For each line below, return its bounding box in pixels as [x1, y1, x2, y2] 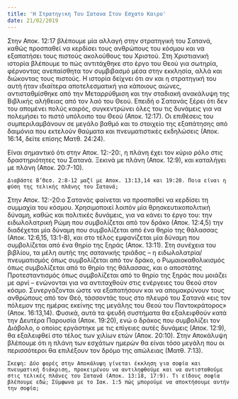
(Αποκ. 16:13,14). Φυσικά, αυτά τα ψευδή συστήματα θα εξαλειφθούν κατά [7, 308, 227, 317]
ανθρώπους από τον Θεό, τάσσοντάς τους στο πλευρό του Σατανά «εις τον [7, 293, 231, 302]
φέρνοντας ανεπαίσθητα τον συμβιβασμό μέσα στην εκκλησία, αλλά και [7, 67, 222, 75]
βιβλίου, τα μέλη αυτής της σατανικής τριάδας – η [7, 248, 157, 257]
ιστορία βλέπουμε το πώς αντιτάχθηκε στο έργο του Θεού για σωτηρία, [7, 59, 218, 67]
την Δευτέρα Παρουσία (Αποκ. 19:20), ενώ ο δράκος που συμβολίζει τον [7, 316, 220, 325]
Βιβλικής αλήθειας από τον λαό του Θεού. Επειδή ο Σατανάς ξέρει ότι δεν [7, 96, 228, 105]
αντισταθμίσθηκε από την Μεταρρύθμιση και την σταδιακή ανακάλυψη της [7, 89, 230, 98]
